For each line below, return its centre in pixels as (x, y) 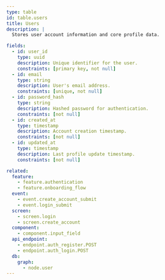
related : (17, 171)
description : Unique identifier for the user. (78, 63)
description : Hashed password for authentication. (83, 108)
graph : (26, 262)
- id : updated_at (34, 143)
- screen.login (37, 216)
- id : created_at (34, 120)
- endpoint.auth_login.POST (53, 251)
